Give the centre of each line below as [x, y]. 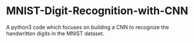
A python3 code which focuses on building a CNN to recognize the [88, 27]
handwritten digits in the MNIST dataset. [55, 33]
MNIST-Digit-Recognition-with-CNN [97, 11]
